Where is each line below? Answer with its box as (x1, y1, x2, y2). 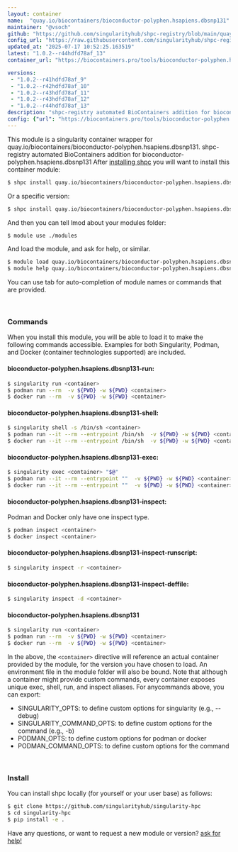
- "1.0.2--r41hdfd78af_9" (10, 76, 87, 83)
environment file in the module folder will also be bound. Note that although (7, 668, 228, 676)
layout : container (7, 10, 62, 18)
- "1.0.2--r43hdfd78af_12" (10, 96, 91, 103)
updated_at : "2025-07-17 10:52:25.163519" (7, 43, 135, 50)
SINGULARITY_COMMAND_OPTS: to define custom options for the (17, 719, 212, 727)
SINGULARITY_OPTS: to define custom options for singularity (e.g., (17, 704, 214, 712)
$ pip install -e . (7, 816, 65, 823)
